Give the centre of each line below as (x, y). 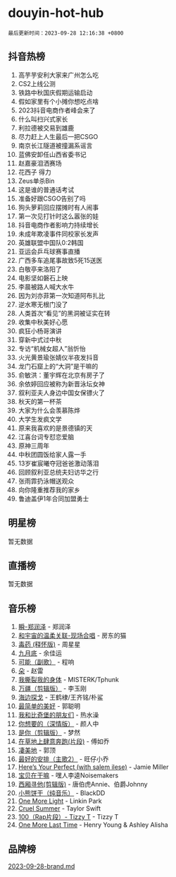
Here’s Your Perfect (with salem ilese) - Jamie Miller (93, 767)
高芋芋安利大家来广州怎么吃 (58, 75)
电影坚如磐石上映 (43, 278)
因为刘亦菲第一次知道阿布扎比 (61, 295)
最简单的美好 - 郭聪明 (49, 706)
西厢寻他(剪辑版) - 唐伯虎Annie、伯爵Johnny (83, 784)
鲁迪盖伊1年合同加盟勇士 (54, 499)
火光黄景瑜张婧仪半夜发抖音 (58, 357)
